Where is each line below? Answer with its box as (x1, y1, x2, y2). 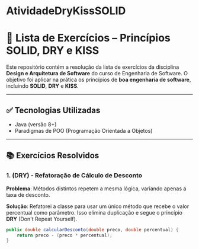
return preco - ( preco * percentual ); (17, 232, 113, 238)
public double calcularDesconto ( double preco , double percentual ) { (6, 226, 179, 232)
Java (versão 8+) (14, 120, 57, 128)
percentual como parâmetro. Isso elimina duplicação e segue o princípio (6, 209, 182, 216)
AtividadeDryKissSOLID (6, 4, 126, 18)
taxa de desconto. (6, 191, 50, 198)
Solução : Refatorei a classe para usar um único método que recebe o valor (6, 203, 190, 210)
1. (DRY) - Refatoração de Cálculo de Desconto (6, 171, 143, 180)
